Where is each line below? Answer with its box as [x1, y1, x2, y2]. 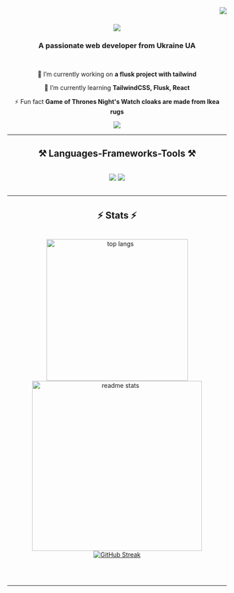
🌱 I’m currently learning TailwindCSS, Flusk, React [44, 84, 190, 92]
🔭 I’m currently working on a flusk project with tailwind [37, 70, 197, 79]
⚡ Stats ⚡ [97, 209, 137, 221]
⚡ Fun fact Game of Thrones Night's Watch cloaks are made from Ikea [14, 98, 220, 106]
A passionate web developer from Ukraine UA [38, 41, 196, 51]
